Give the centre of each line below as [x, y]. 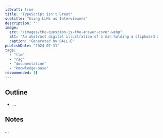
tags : [10, 50]
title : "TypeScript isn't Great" [39, 14]
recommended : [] [21, 73]
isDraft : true [19, 9]
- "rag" [17, 59]
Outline [16, 93]
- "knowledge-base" [29, 69]
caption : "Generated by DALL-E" [42, 41]
